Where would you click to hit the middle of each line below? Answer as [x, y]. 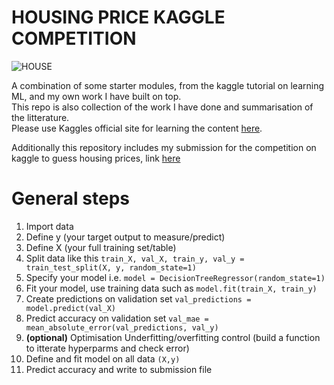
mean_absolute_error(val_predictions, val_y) [122, 327]
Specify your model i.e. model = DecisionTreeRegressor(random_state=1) [175, 277]
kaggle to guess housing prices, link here [96, 158]
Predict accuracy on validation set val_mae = [117, 318]
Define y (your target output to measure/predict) [125, 237]
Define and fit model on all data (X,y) [103, 358]
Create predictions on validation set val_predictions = [138, 298]
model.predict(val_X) [70, 308]
